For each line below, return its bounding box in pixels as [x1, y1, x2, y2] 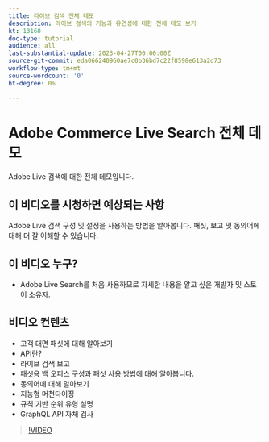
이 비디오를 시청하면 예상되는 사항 [8, 198, 165, 211]
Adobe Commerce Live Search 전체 [8, 123, 246, 142]
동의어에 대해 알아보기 [19, 378, 90, 388]
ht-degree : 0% [8, 79, 56, 87]
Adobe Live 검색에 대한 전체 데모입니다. [8, 172, 134, 181]
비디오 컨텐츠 [8, 315, 70, 329]
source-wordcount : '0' [8, 72, 85, 80]
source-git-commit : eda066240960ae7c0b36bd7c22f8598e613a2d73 [8, 57, 221, 65]
